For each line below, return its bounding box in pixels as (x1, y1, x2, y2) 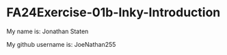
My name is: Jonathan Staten (6, 27, 89, 35)
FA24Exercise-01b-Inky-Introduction (6, 5, 221, 20)
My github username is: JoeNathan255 (6, 40, 116, 48)
